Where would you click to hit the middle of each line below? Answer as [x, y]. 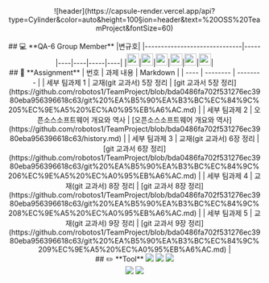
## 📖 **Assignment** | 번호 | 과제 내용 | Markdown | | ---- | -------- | [122, 73]
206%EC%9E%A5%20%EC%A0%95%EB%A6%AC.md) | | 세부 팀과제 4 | [130, 176]
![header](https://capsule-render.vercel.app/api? [134, 11]
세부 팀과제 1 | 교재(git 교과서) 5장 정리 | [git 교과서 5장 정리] [141, 83]
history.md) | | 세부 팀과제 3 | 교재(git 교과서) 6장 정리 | [171, 138]
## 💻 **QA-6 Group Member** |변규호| [74, 46]
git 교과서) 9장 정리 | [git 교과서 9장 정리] [139, 223]
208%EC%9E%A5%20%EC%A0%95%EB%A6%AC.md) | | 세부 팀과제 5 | [130, 213]
